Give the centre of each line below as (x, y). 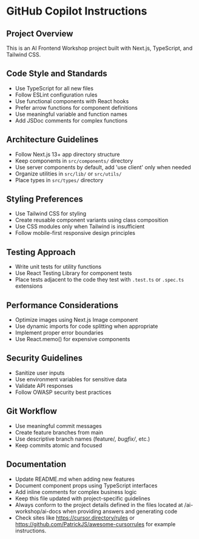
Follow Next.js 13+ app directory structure (67, 154)
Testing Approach (41, 252)
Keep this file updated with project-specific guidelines (83, 498)
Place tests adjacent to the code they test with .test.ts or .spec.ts (99, 280)
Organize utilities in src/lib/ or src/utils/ (68, 174)
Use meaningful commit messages (58, 425)
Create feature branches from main (59, 432)
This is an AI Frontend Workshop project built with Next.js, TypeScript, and (99, 48)
